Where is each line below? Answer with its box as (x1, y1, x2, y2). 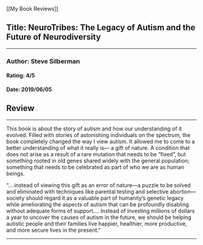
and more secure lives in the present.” (6, 226, 101, 234)
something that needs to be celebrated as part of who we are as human (6, 163, 184, 171)
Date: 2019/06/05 (6, 86, 53, 93)
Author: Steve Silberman (6, 57, 80, 65)
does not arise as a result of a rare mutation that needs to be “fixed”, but (6, 150, 186, 157)
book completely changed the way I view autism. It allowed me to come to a (6, 138, 195, 145)
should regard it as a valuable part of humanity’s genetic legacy (25, 194, 184, 202)
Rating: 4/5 (6, 72, 35, 79)
